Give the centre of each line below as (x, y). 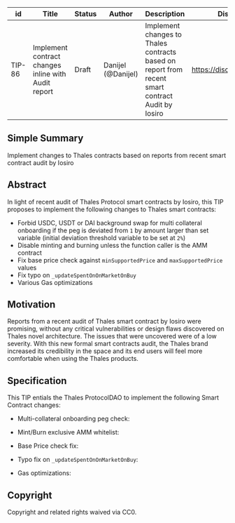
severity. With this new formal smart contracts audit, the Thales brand (108, 344)
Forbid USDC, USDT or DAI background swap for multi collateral (110, 223)
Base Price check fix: (48, 446)
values (27, 267)
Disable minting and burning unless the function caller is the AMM (112, 245)
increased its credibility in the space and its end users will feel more (105, 351)
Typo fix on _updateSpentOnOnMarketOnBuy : (78, 460)
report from (164, 69)
